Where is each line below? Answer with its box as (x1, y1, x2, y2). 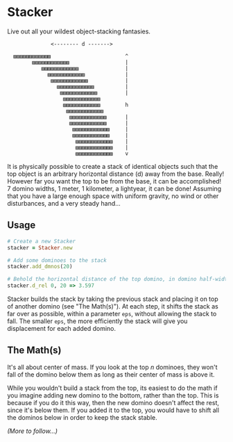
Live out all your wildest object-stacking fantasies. (7, 27, 151, 35)
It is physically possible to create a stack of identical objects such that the (7, 162, 218, 170)
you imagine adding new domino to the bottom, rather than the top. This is (7, 391, 219, 400)
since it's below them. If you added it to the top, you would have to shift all (7, 406, 220, 414)
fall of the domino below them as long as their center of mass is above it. (7, 370, 215, 379)
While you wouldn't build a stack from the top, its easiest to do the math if (7, 384, 218, 392)
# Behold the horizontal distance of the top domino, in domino (7, 276, 197, 283)
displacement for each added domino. (7, 325, 116, 332)
